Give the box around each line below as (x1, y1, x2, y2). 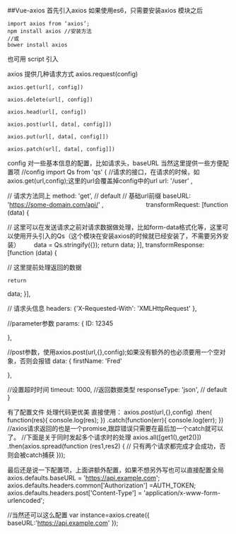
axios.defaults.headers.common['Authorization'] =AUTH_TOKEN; (7, 481, 196, 490)
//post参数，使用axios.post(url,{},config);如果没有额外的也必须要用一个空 (7, 348, 220, 356)
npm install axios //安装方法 (7, 28, 92, 35)
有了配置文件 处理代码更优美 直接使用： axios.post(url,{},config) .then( (7, 408, 213, 416)
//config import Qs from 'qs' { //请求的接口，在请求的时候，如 (20, 168, 200, 176)
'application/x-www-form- (143, 489, 221, 497)
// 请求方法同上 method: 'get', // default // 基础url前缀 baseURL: (7, 191, 191, 200)
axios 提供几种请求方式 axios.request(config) (7, 70, 138, 78)
